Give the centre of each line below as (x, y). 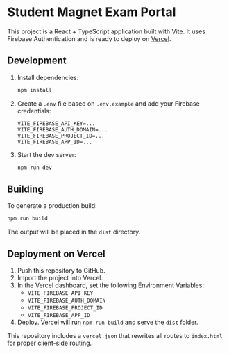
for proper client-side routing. (50, 343)
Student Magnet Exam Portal (92, 12)
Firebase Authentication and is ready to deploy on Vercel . (89, 38)
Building (25, 189)
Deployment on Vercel (56, 254)
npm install (34, 90)
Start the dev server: (46, 154)
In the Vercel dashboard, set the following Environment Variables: (111, 285)
